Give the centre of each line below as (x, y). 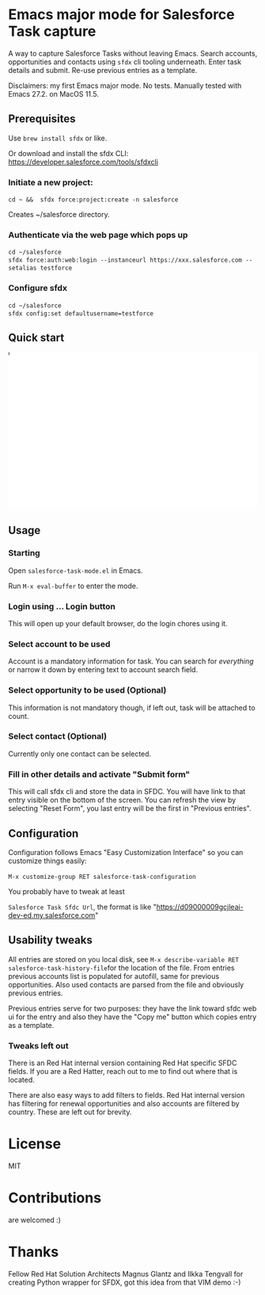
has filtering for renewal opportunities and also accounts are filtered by (124, 1104)
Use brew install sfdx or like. (58, 138)
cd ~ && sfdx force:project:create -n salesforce (93, 200)
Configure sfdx (38, 288)
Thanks (34, 1252)
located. (21, 1080)
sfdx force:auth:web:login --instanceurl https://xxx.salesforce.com (125, 260)
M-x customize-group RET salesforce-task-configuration (102, 877)
